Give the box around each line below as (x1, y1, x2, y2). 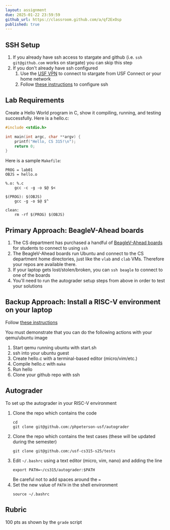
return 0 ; (14, 143, 36, 149)
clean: (5, 208, 19, 213)
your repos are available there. (12, 261, 77, 268)
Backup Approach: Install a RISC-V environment (5, 298, 161, 306)
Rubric (5, 505, 27, 514)
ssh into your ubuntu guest (12, 350, 69, 356)
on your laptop (5, 306, 52, 315)
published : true (5, 21, 40, 27)
